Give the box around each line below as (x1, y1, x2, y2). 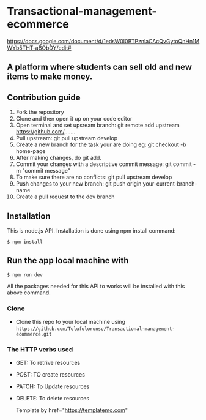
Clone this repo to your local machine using (15, 318, 126, 326)
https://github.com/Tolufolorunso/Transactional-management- (15, 326, 175, 332)
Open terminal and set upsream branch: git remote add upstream (15, 121, 180, 129)
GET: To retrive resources (15, 359, 81, 367)
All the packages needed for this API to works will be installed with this (7, 282, 185, 290)
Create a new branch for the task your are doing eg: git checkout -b (15, 141, 187, 148)
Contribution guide (7, 92, 81, 102)
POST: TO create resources (15, 371, 85, 378)
